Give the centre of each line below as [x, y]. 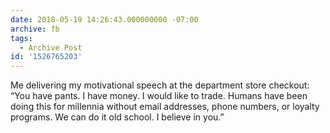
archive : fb [35, 29]
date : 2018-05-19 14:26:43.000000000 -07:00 [104, 19]
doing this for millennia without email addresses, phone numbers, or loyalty [165, 107]
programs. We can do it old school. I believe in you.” [117, 117]
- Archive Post [51, 47]
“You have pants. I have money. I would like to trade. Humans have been [159, 96]
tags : [21, 38]
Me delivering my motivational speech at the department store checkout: [160, 85]
